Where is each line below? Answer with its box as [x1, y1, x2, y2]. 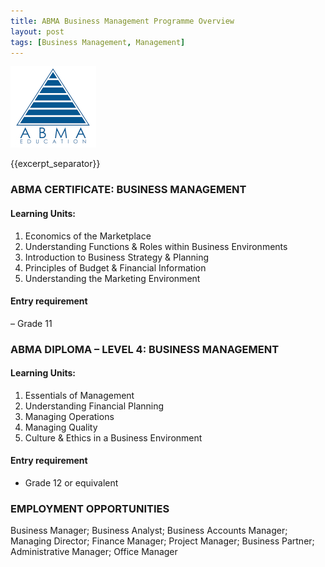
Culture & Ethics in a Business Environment [24, 431, 203, 444]
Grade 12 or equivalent [24, 477, 119, 489]
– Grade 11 [10, 317, 53, 329]
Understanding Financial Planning [24, 400, 165, 412]
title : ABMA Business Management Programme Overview [10, 16, 235, 26]
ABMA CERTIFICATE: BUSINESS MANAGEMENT [10, 183, 247, 197]
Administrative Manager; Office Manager [10, 546, 178, 558]
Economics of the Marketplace [24, 230, 152, 242]
